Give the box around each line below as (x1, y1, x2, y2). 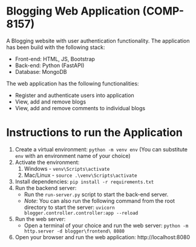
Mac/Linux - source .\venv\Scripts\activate (24, 171, 137, 179)
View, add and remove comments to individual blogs (15, 104, 146, 111)
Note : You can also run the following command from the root (24, 197, 175, 204)
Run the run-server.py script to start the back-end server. (24, 191, 169, 198)
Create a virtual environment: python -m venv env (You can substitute (15, 145, 188, 153)
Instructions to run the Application (6, 126, 183, 140)
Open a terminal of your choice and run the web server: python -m (24, 222, 189, 229)
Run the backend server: (15, 184, 77, 191)
